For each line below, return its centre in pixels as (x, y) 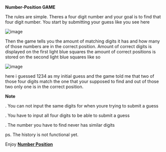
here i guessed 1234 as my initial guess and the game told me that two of (80, 76)
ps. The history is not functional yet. (42, 135)
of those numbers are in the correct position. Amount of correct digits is (79, 46)
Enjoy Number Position (29, 144)
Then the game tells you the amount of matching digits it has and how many (83, 41)
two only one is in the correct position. (44, 87)
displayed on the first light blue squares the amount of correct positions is (81, 52)
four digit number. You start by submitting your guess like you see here (78, 22)
